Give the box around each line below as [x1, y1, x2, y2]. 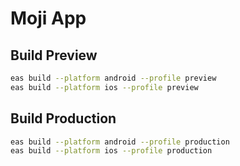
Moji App [10, 7, 87, 30]
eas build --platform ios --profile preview [10, 82, 199, 92]
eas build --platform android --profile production [10, 137, 230, 147]
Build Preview [10, 47, 98, 64]
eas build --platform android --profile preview [10, 73, 217, 83]
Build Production [10, 110, 117, 127]
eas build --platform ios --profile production [10, 146, 213, 156]
